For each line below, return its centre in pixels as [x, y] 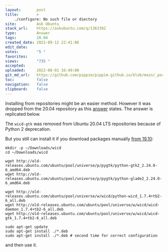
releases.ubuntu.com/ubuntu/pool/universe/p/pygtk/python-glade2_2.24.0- [84, 178]
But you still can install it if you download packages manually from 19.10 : [79, 139]
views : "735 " [28, 61]
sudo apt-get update [27, 227]
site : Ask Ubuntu [32, 24]
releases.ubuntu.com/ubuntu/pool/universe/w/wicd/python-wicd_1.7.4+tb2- [84, 196]
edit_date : [16, 47]
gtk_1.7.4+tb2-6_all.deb [31, 218]
